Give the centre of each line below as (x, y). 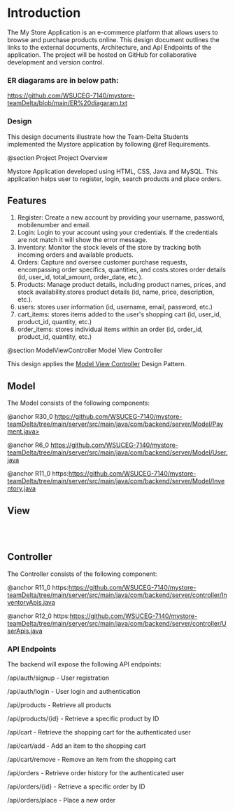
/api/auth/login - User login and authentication (74, 692)
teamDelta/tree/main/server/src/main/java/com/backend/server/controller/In (117, 595)
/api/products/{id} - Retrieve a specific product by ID (83, 719)
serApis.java (25, 631)
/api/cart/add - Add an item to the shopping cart (77, 746)
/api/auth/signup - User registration (58, 678)
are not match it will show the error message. (83, 240)
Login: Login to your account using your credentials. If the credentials (117, 232)
